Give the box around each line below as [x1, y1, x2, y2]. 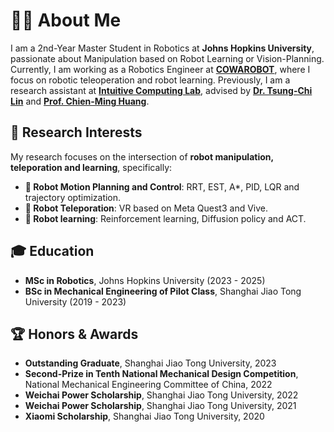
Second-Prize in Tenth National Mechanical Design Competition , [24, 368, 299, 380]
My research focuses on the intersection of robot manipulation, [10, 150, 274, 163]
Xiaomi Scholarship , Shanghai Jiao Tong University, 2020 [24, 410, 265, 423]
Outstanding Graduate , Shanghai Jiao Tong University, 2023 [24, 357, 277, 369]
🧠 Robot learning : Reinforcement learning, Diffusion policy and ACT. [24, 212, 307, 224]
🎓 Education [10, 243, 95, 260]
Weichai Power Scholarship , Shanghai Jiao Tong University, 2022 [24, 389, 299, 401]
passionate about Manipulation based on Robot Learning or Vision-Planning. [10, 52, 325, 64]
